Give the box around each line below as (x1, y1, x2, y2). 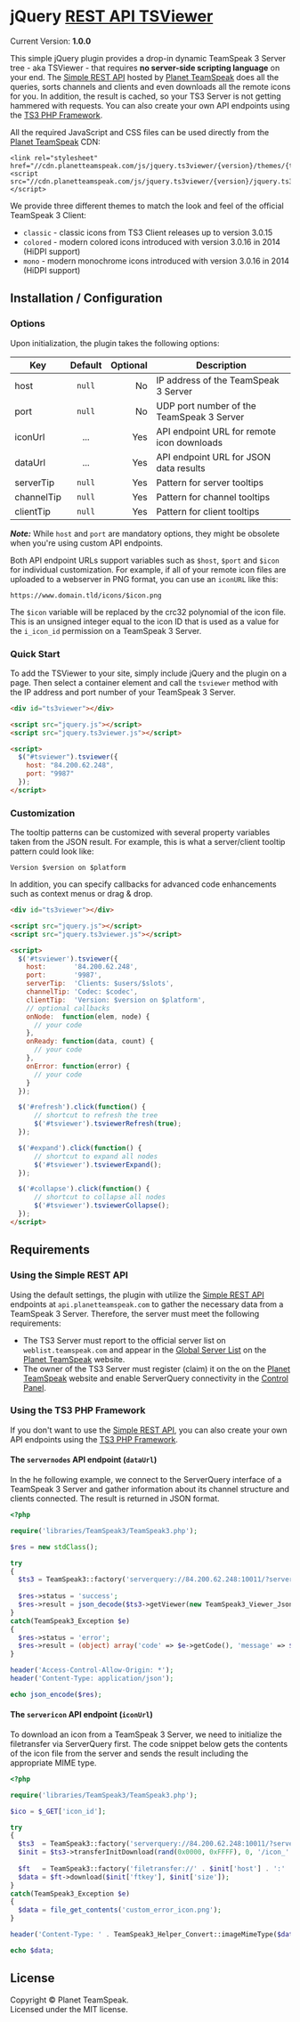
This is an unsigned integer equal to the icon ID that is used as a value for (10, 616, 280, 627)
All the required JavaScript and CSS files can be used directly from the (10, 126, 270, 137)
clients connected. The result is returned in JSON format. (10, 1493, 220, 1504)
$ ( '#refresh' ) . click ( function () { (18, 1102, 146, 1112)
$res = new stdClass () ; (10, 1542, 99, 1551)
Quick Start (10, 647, 61, 660)
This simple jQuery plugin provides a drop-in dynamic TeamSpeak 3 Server (10, 53, 287, 63)
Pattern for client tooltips (156, 505, 260, 517)
